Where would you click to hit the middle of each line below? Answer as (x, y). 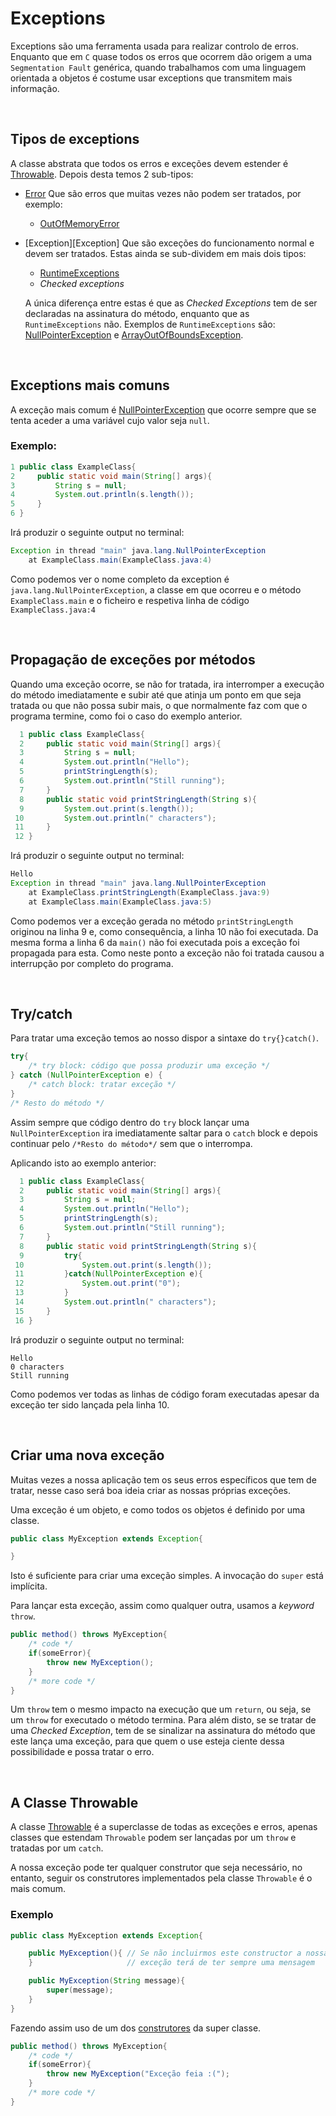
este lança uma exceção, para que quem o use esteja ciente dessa (147, 1741)
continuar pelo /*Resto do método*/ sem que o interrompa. (131, 1143)
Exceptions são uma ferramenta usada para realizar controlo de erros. (154, 46)
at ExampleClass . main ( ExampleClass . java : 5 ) (120, 902)
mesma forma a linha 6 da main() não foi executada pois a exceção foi (155, 942)
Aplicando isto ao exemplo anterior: (83, 1163)
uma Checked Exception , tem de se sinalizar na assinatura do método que (163, 1731)
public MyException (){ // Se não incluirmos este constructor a (165, 1953)
